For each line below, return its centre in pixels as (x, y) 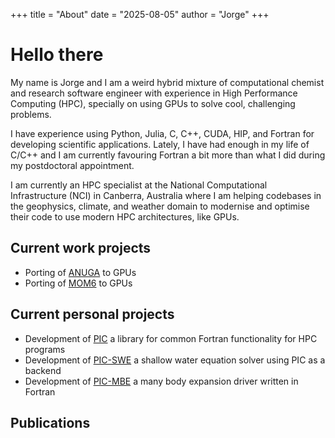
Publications (50, 422)
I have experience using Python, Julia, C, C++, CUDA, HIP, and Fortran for (162, 133)
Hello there (57, 55)
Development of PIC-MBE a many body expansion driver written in (161, 381)
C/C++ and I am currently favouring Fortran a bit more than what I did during (168, 155)
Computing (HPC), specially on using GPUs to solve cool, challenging (153, 103)
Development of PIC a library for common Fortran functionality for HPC (171, 338)
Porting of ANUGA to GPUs (80, 272)
